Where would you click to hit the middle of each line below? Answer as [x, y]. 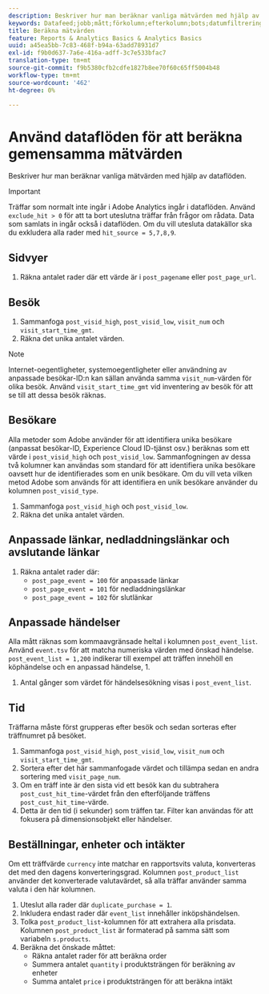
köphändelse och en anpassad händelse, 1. [79, 667]
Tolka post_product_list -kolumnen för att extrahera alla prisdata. [128, 922]
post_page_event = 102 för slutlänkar [92, 597]
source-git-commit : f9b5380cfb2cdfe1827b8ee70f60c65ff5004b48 [114, 68]
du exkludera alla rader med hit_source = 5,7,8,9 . [92, 232]
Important [24, 191]
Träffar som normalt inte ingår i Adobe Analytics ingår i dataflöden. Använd [132, 207]
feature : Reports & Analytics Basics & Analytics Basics [105, 38]
